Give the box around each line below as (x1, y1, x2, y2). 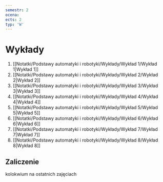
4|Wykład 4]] (12, 99, 41, 105)
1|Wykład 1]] (12, 66, 39, 72)
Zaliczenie (5, 157, 39, 166)
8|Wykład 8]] (12, 143, 41, 149)
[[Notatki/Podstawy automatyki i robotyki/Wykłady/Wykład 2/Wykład (12, 72, 158, 78)
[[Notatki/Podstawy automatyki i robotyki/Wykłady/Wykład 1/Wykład (12, 61, 157, 67)
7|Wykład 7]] (12, 132, 40, 138)
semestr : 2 (5, 7, 29, 13)
